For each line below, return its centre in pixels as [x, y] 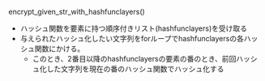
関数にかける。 [60, 49]
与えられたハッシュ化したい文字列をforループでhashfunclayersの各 [132, 38]
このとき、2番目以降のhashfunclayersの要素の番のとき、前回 [134, 59]
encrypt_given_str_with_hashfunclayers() [77, 12]
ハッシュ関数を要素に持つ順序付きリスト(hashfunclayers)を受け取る [134, 28]
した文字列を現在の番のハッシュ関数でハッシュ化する [135, 69]
